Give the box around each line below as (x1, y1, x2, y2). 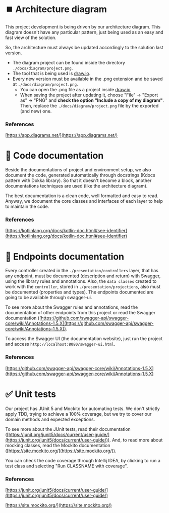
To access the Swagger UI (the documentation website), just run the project (5, 336, 163, 342)
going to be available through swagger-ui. (5, 295, 92, 301)
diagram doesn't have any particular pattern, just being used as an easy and (5, 29, 164, 35)
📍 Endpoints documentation (5, 251, 125, 262)
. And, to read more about (109, 436, 163, 443)
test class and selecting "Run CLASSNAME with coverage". (5, 463, 128, 469)
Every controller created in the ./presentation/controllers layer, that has (5, 268, 159, 274)
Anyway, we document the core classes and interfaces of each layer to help (5, 198, 163, 204)
